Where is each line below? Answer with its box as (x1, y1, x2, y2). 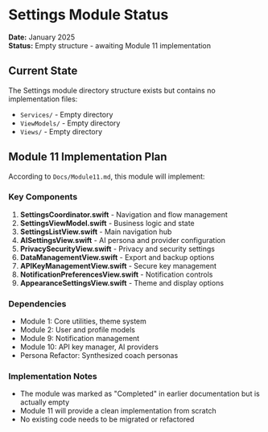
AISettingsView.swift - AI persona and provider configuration (19, 235, 225, 245)
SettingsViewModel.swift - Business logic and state (19, 218, 195, 228)
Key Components (8, 191, 78, 203)
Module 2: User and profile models (19, 325, 135, 335)
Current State (8, 64, 78, 78)
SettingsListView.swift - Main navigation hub (19, 227, 172, 237)
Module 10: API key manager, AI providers (19, 342, 159, 352)
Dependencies (8, 298, 67, 309)
